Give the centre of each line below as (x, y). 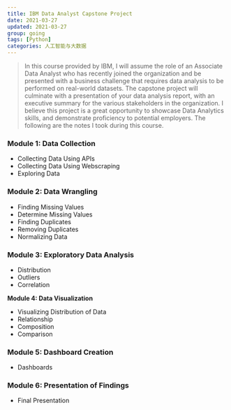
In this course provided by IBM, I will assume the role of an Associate (124, 66)
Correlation (33, 284)
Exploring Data (39, 174)
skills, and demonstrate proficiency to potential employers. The (115, 118)
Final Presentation (43, 401)
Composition (36, 326)
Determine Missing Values (55, 214)
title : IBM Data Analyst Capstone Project (70, 14)
